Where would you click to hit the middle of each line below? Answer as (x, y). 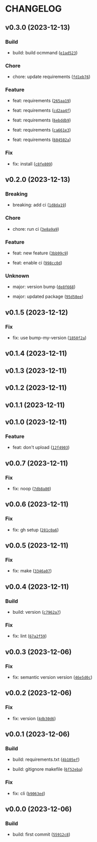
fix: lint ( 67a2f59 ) (29, 636)
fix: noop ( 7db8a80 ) (32, 488)
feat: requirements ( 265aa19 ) (42, 101)
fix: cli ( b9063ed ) (29, 793)
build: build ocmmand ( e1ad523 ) (45, 52)
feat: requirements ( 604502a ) (42, 140)
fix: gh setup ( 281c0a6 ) (36, 530)
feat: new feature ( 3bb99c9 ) (40, 253)
